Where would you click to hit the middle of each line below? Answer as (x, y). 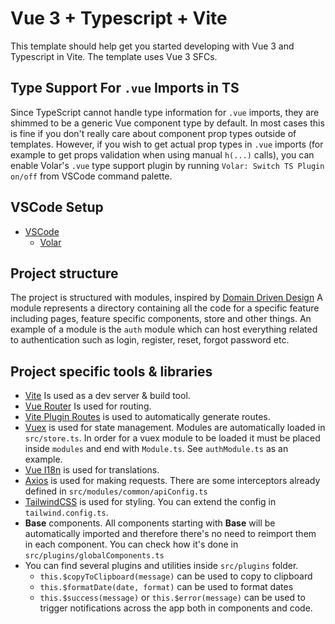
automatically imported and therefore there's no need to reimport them (170, 534)
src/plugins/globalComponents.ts (94, 556)
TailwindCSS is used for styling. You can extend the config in (150, 502)
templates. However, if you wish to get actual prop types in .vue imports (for (167, 144)
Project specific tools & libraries (111, 371)
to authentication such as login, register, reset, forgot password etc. (150, 340)
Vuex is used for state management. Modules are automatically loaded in (175, 428)
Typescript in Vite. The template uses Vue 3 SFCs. (114, 56)
